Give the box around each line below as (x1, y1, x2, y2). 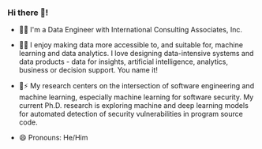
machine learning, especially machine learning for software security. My (18, 92, 254, 102)
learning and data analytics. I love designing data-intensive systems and (18, 49, 254, 58)
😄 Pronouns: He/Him (18, 133, 88, 143)
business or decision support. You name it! (18, 65, 159, 75)
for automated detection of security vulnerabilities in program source (18, 110, 244, 119)
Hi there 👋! (7, 7, 49, 18)
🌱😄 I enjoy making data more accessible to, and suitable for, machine (18, 40, 244, 50)
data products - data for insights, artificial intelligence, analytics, (18, 57, 229, 66)
